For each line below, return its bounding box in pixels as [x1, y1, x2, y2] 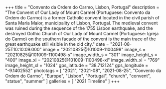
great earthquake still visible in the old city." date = [5, 41, 110, 47]
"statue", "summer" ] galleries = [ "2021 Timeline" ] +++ [5, 78, 120, 84]
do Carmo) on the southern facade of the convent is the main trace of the [5, 36, 156, 42]
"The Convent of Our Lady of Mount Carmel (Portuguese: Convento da [5, 9, 151, 15]
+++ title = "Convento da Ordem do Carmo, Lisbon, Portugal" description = [5, 4, 160, 10]
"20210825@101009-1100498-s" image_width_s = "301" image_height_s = [5, 52, 158, 58]
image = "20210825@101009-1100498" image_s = [42, 47, 146, 52]
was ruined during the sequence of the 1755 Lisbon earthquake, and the [5, 25, 153, 31]
